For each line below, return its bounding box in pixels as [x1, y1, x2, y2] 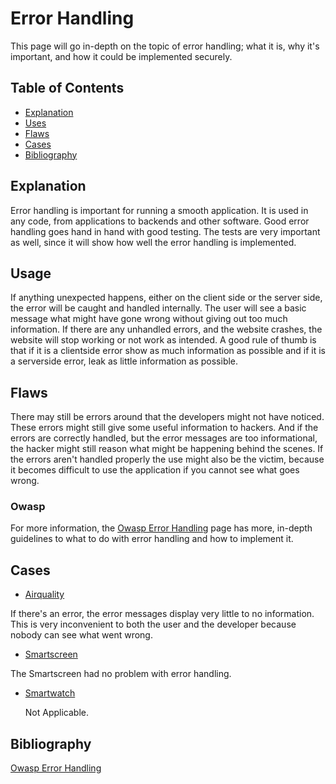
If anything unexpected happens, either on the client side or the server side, [10, 292, 323, 304]
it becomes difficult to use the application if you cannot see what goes [10, 464, 300, 476]
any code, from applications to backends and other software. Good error [10, 215, 310, 227]
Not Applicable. [24, 707, 89, 719]
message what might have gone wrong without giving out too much [10, 313, 288, 325]
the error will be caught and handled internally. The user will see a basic [10, 302, 307, 314]
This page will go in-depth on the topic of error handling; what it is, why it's [10, 40, 320, 52]
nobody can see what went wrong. [10, 629, 153, 641]
